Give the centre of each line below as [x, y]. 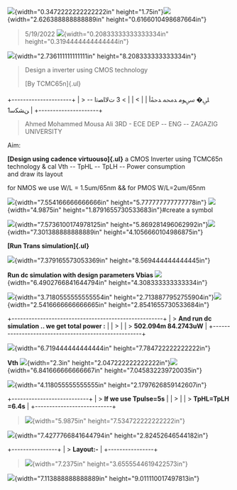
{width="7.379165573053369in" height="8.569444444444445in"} [112, 260]
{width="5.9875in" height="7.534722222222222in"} [109, 421]
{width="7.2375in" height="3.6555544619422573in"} [110, 464]
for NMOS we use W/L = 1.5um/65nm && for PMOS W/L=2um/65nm [106, 188]
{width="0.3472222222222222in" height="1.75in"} [89, 12]
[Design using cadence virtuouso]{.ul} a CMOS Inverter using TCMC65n [115, 159]
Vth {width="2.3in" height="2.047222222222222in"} [89, 363]
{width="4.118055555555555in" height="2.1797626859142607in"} [111, 385]
